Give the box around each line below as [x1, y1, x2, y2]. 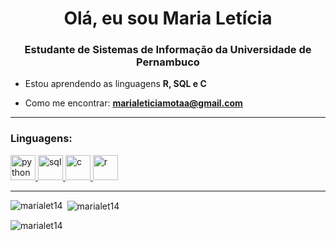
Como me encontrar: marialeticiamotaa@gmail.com [24, 97, 243, 109]
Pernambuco [136, 55, 200, 69]
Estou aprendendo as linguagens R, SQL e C [24, 78, 207, 90]
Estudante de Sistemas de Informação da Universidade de [24, 43, 312, 57]
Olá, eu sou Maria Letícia [63, 7, 273, 30]
